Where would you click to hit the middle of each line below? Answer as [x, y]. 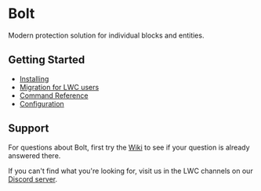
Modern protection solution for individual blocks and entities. [106, 35]
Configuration [42, 103]
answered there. [34, 155]
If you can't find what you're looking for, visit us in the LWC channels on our [130, 171]
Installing [34, 78]
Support [29, 129]
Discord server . [33, 179]
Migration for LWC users [59, 87]
